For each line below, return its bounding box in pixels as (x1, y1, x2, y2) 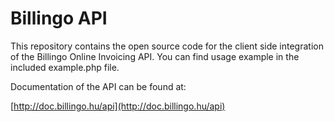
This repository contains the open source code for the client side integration (10, 40, 324, 52)
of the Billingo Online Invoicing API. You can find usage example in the (10, 50, 300, 62)
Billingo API (10, 7, 108, 30)
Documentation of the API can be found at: (10, 80, 187, 92)
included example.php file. (10, 61, 120, 73)
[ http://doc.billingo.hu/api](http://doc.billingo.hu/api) (10, 100, 226, 112)
